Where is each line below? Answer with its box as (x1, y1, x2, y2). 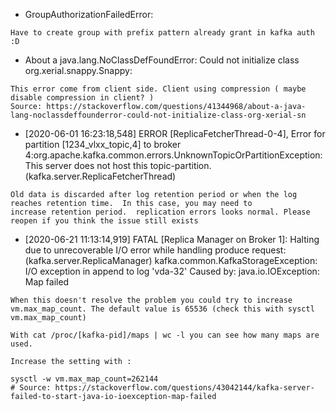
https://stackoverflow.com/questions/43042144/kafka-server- (54, 383, 315, 393)
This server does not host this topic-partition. (24, 160, 212, 171)
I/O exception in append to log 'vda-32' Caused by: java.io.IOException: (24, 265, 320, 277)
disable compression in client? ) (10, 93, 155, 103)
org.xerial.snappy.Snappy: (24, 65, 133, 76)
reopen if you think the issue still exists (10, 216, 199, 226)
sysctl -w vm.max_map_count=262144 (10, 374, 159, 384)
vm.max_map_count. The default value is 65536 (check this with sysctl (10, 304, 315, 314)
